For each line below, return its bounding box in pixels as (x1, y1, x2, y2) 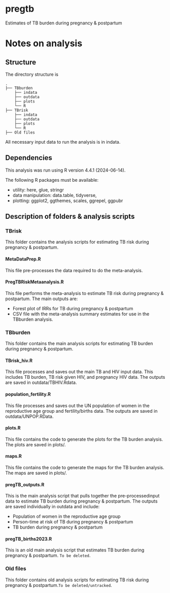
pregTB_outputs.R (5, 481, 45, 487)
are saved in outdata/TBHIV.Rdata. (5, 379, 77, 386)
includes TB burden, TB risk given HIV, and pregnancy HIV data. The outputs (5, 374, 165, 380)
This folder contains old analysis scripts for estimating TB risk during (5, 577, 149, 583)
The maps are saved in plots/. (5, 470, 67, 476)
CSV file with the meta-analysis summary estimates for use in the (12, 311, 150, 317)
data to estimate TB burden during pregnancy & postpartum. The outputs (5, 498, 158, 504)
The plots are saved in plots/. (5, 441, 66, 447)
